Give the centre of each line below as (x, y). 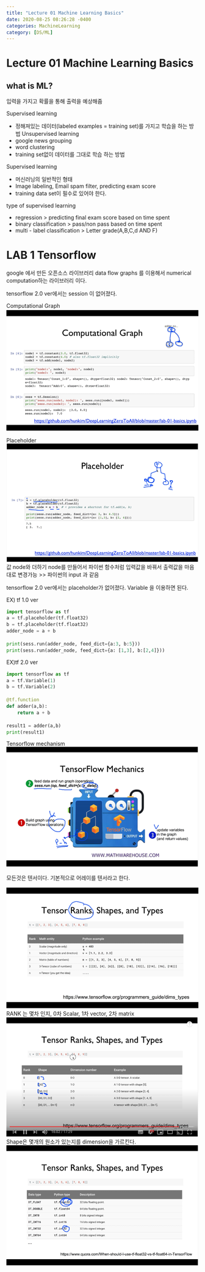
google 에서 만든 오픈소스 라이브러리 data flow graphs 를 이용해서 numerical (99, 273)
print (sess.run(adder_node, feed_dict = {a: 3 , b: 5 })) (73, 644)
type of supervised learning (41, 206)
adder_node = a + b (31, 631)
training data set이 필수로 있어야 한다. (61, 193)
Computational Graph (33, 306)
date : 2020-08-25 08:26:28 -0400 (49, 19)
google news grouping (43, 141)
